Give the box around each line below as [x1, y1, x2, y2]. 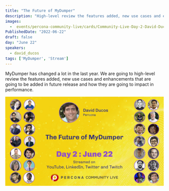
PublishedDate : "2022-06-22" [5, 29, 66, 35]
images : [5, 19, 22, 24]
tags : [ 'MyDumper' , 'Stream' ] [5, 56, 69, 61]
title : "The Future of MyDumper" [5, 8, 75, 13]
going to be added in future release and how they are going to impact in [5, 81, 154, 87]
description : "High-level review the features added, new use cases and [5, 13, 161, 19]
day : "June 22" [5, 40, 37, 45]
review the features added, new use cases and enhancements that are [5, 76, 151, 82]
